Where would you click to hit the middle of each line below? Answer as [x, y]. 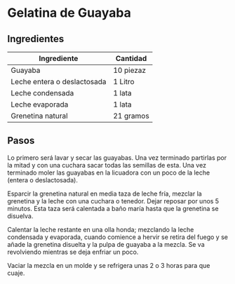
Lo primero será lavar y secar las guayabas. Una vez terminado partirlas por [117, 157]
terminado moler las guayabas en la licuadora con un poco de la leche [109, 173]
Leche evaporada [40, 104]
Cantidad [131, 59]
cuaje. [16, 273]
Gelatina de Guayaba [69, 13]
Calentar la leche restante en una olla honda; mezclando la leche [101, 229]
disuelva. [20, 216]
